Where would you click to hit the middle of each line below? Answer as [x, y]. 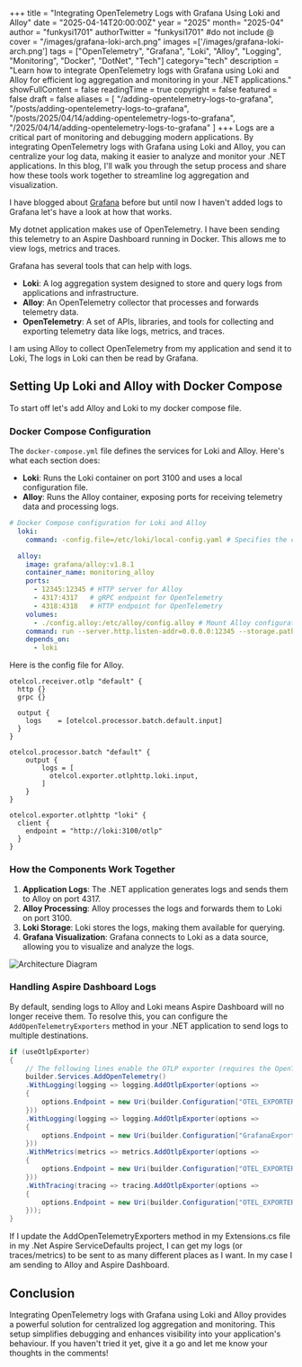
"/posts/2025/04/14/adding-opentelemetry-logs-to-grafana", [122, 118]
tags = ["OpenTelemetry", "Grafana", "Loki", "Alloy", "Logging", [165, 51]
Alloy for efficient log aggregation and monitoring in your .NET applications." [151, 80]
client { [34, 823]
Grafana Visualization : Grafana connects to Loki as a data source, [145, 937]
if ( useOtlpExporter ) [50, 1051]
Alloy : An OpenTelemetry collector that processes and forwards [140, 302]
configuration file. [55, 487]
